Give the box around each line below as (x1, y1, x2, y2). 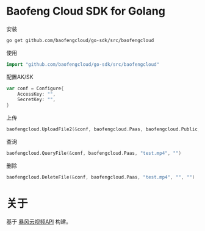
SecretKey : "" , (17, 96, 56, 103)
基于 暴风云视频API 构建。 (6, 218, 72, 225)
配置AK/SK (6, 73, 34, 80)
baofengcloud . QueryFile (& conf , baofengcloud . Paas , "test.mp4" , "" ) (6, 151, 182, 157)
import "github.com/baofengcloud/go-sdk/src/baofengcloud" (6, 61, 160, 68)
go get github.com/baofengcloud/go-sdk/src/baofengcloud (6, 37, 154, 43)
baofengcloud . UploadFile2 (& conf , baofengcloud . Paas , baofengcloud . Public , (6, 126, 201, 132)
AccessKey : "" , (17, 91, 56, 97)
